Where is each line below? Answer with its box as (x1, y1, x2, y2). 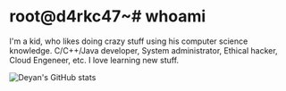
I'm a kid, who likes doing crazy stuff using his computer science (9, 36, 248, 46)
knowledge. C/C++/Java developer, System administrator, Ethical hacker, (9, 45, 279, 55)
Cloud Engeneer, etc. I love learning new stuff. (9, 54, 180, 65)
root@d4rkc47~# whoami (9, 6, 206, 27)
